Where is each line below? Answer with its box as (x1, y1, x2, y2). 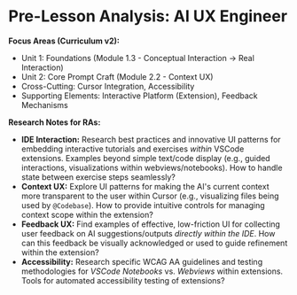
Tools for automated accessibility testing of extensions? (20, 275, 225, 285)
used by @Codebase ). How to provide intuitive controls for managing (20, 199, 265, 210)
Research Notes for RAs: (8, 117, 101, 128)
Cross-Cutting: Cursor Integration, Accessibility (20, 81, 195, 91)
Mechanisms (20, 99, 68, 110)
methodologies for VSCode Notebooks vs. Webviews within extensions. (20, 266, 284, 276)
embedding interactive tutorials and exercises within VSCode (20, 144, 245, 154)
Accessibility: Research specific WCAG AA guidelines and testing (20, 256, 263, 267)
